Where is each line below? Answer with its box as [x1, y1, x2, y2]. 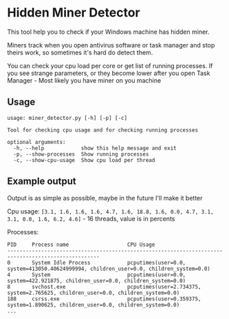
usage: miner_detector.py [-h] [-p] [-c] [7, 114, 128, 121]
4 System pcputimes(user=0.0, [7, 271, 186, 278]
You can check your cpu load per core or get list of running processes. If [7, 61, 213, 70]
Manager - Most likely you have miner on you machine [7, 76, 162, 84]
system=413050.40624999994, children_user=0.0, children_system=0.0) [7, 265, 211, 272]
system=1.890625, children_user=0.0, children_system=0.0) [7, 301, 180, 308]
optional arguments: [7, 138, 67, 145]
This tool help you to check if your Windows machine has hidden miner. [7, 28, 210, 36]
